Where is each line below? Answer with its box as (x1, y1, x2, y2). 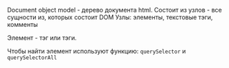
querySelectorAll (7, 54, 57, 61)
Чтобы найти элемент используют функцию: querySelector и (7, 47, 186, 55)
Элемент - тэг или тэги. (7, 34, 77, 42)
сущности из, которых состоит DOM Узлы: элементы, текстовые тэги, (7, 13, 213, 21)
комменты (7, 21, 38, 28)
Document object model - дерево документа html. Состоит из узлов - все (7, 6, 223, 14)
